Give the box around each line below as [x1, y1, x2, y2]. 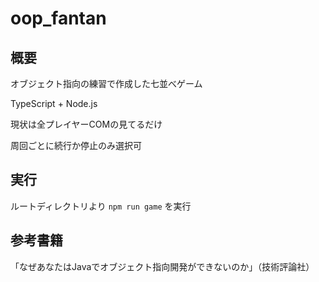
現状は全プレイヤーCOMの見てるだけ [10, 118, 163, 130]
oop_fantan [10, 7, 107, 30]
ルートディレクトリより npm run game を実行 [10, 200, 192, 212]
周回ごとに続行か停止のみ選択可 [10, 140, 142, 151]
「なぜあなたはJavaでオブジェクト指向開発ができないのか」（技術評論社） [10, 260, 315, 272]
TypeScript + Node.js [10, 98, 98, 109]
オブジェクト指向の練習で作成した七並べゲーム [10, 78, 203, 89]
